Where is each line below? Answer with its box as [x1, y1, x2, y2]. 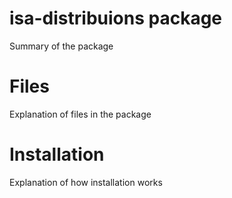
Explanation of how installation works [9, 176, 163, 188]
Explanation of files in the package [9, 108, 152, 120]
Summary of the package [9, 40, 114, 52]
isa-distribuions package [9, 7, 223, 30]
